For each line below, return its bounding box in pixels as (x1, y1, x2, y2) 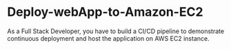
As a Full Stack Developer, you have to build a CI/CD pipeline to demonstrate (7, 27, 225, 35)
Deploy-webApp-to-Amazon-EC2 (7, 4, 203, 20)
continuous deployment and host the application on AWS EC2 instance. (7, 34, 210, 42)
